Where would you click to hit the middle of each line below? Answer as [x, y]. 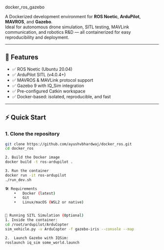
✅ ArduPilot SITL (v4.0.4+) [39, 74]
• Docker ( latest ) [35, 193]
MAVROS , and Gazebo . [29, 22]
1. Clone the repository [32, 134]
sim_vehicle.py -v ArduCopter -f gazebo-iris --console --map [70, 229]
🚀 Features [22, 57]
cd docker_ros [20, 149]
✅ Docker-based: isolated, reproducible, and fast [61, 96]
